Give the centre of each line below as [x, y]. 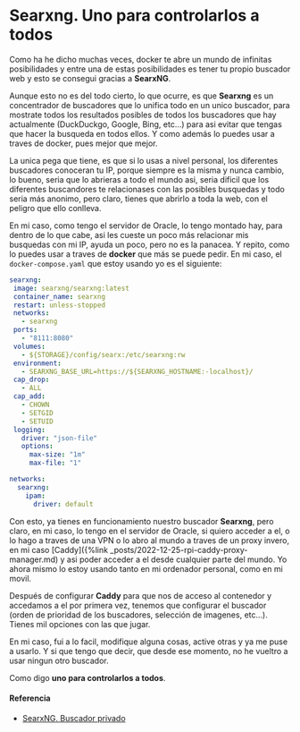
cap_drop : [31, 380]
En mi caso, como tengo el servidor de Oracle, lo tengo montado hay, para [146, 226]
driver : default [63, 504]
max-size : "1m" [58, 455]
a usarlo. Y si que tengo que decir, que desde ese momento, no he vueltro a [149, 651]
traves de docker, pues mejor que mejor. [83, 143]
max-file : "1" [55, 463]
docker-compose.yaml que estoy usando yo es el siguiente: [116, 263]
